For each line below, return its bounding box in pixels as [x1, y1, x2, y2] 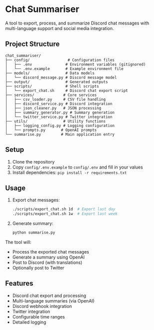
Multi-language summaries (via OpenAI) [12, 297, 95, 303]
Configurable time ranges [12, 313, 65, 319]
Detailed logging [12, 319, 46, 325]
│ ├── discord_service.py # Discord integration [5, 101, 113, 106]
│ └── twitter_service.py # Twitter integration [5, 114, 113, 119]
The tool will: [5, 239, 31, 245]
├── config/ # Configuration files [5, 57, 115, 62]
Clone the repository [12, 158, 55, 164]
